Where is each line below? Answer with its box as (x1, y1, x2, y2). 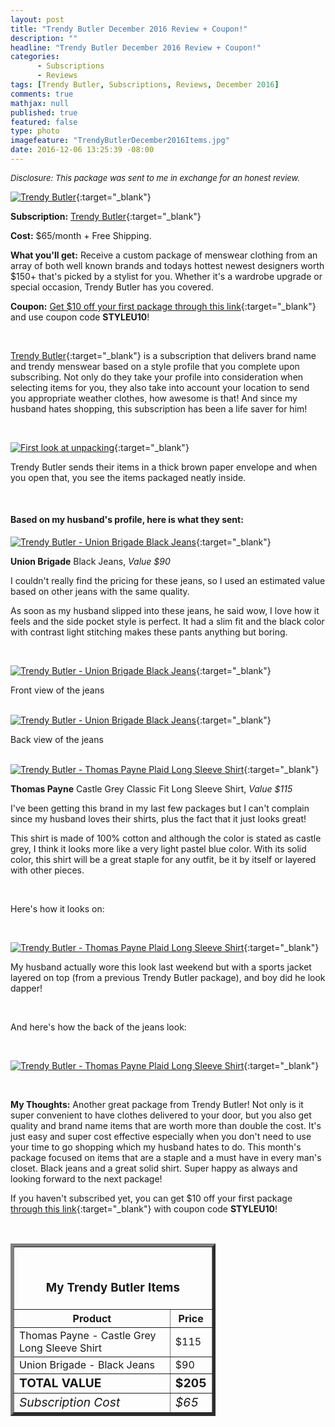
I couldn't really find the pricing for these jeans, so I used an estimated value (10, 575, 326, 587)
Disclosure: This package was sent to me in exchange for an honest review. (10, 172, 300, 183)
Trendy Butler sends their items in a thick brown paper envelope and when (10, 461, 318, 473)
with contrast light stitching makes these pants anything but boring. (10, 626, 288, 638)
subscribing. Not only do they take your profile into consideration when (10, 371, 304, 383)
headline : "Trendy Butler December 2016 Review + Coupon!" (10, 42, 262, 53)
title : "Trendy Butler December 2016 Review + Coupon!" (10, 24, 248, 34)
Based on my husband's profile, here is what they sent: (10, 514, 244, 526)
